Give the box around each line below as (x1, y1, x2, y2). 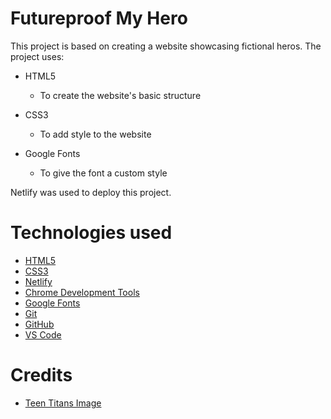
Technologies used (10, 222, 173, 244)
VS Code (24, 328, 62, 341)
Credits (10, 364, 73, 387)
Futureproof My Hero (10, 7, 188, 30)
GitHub (24, 318, 55, 330)
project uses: (10, 50, 65, 62)
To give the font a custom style (39, 167, 168, 179)
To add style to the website (39, 128, 152, 140)
